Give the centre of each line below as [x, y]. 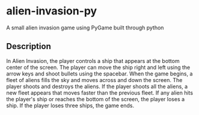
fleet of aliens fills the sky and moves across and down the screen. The [94, 80]
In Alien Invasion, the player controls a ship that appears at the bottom [93, 60]
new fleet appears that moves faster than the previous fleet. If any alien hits [100, 93]
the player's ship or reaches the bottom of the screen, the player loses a [96, 99]
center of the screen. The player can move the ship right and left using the [98, 67]
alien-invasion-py [52, 11]
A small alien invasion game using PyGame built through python [85, 28]
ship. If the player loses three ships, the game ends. [70, 105]
